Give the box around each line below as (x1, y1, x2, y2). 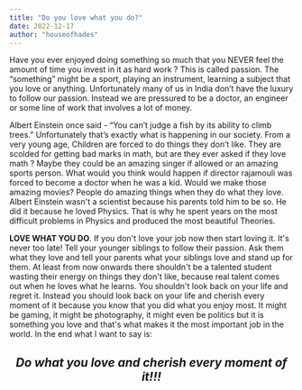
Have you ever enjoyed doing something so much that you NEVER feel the (9, 55, 284, 66)
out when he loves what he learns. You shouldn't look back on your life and (9, 281, 288, 292)
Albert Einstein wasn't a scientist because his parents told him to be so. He (9, 196, 287, 207)
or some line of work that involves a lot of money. (9, 103, 193, 113)
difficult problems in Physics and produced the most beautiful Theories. (9, 215, 276, 226)
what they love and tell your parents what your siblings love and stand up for (9, 252, 293, 263)
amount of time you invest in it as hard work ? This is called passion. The (9, 64, 279, 75)
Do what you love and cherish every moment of (15, 355, 288, 370)
